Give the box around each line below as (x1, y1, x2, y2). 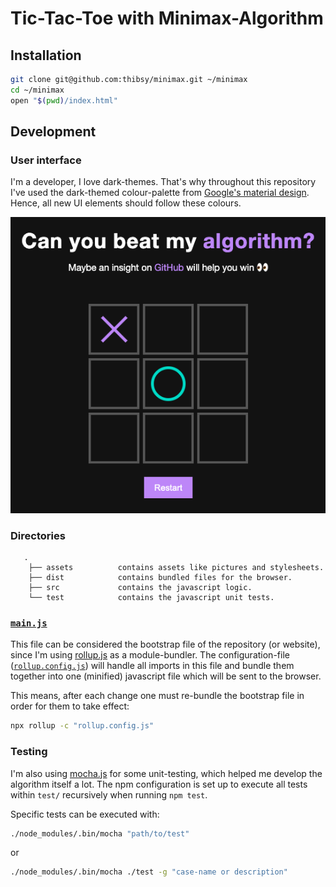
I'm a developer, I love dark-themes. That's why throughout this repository (10, 176, 317, 188)
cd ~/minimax (10, 85, 65, 95)
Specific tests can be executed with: (10, 808, 160, 820)
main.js (10, 618, 48, 629)
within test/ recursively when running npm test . (10, 788, 208, 801)
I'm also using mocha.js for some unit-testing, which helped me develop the (10, 767, 323, 779)
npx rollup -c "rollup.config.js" (10, 721, 155, 731)
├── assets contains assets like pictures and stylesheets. (28, 563, 325, 573)
